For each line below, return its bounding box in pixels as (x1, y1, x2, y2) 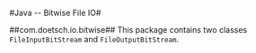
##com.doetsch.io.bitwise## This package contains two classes (9, 25, 248, 34)
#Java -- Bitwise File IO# (9, 8, 102, 18)
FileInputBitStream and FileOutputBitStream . (9, 34, 180, 44)
